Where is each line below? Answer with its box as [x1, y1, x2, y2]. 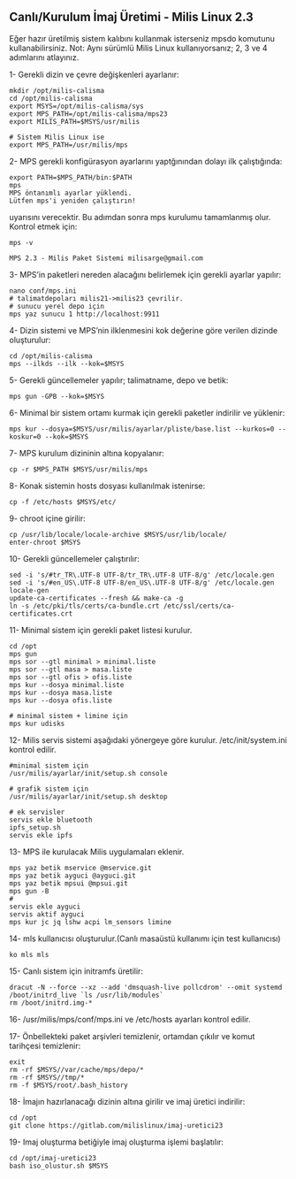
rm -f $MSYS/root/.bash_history [9, 1081, 128, 1090]
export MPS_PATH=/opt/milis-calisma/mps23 [9, 109, 168, 119]
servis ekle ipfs [9, 831, 73, 839]
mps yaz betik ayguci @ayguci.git [9, 871, 137, 880]
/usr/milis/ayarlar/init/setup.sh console [9, 769, 168, 777]
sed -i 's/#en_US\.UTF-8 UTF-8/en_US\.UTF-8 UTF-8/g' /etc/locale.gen [9, 578, 275, 587]
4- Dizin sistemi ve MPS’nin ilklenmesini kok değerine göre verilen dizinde [9, 325, 278, 335]
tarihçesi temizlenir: [9, 1040, 81, 1051]
